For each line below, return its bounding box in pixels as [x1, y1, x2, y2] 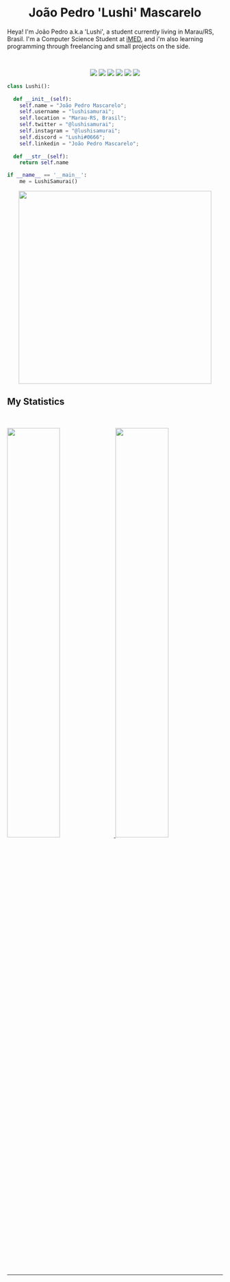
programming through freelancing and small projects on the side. [7, 42, 190, 50]
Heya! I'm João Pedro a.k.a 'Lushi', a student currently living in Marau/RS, [7, 27, 214, 36]
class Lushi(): [7, 82, 51, 90]
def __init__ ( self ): [13, 95, 72, 102]
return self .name [19, 159, 69, 166]
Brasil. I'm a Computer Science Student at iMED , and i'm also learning [7, 34, 203, 43]
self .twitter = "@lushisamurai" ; [19, 121, 115, 128]
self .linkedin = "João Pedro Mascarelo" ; [19, 140, 139, 147]
